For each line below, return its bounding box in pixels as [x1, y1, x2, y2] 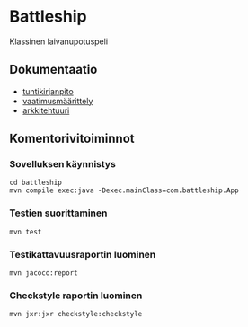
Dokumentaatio [9, 62, 98, 77]
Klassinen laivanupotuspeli [9, 36, 109, 47]
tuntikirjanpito [22, 85, 74, 96]
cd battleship [9, 178, 63, 188]
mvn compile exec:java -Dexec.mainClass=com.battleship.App [9, 186, 240, 195]
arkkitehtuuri [22, 105, 70, 116]
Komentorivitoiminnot [9, 131, 135, 146]
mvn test [9, 227, 42, 236]
